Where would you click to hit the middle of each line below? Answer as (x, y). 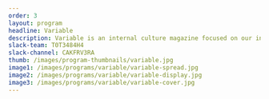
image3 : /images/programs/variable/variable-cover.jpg (102, 82)
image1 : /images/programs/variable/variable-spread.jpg (103, 68)
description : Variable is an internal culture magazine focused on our (130, 38)
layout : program (35, 23)
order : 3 (23, 16)
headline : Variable (41, 30)
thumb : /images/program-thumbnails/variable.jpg (91, 61)
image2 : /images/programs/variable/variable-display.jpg (105, 75)
